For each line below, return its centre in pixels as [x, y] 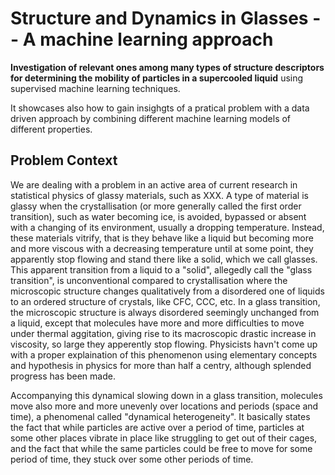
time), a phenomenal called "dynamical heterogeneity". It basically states [160, 416]
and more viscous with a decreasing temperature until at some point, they [162, 248]
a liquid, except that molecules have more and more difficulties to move [157, 323]
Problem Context [64, 160]
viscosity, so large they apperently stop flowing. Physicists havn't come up [164, 344]
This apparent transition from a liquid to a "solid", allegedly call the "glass [161, 269]
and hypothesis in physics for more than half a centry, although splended [161, 365]
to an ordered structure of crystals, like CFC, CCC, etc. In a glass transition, [165, 301]
